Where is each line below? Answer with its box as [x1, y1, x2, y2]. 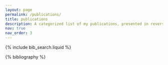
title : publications [5, 16, 48, 21]
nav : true [5, 26, 26, 31]
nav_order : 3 [5, 30, 32, 35]
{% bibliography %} [5, 54, 46, 60]
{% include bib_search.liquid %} [5, 44, 71, 50]
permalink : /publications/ [5, 12, 61, 17]
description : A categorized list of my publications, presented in [5, 21, 149, 26]
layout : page [5, 7, 32, 12]
